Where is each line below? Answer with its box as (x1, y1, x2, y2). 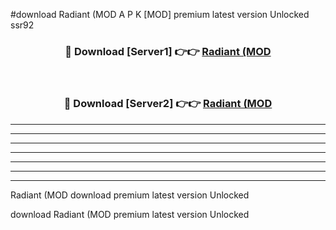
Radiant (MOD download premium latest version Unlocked (10, 189, 250, 201)
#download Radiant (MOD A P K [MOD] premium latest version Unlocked (10, 9, 310, 20)
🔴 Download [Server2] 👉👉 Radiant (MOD (63, 97, 273, 111)
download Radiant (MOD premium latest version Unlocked (10, 208, 250, 220)
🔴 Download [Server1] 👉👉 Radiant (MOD (64, 44, 272, 58)
